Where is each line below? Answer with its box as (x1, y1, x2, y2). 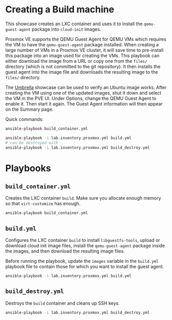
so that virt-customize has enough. (5, 201, 81, 207)
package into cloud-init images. (31, 26, 101, 32)
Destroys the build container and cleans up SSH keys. (5, 300, 120, 306)
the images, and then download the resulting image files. (5, 248, 125, 254)
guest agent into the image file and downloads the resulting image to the (5, 68, 158, 75)
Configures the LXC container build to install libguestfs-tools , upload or (5, 237, 160, 243)
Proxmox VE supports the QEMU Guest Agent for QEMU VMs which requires (5, 36, 166, 42)
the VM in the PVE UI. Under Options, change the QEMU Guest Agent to (5, 95, 157, 101)
